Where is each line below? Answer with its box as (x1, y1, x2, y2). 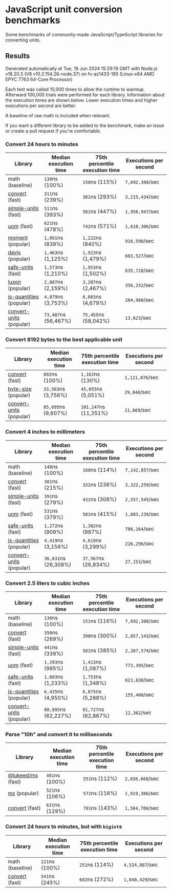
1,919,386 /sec (124, 790, 159, 797)
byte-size (8, 385, 32, 392)
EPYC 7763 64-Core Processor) (5, 76, 73, 82)
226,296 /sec (125, 539, 155, 547)
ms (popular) (8, 790, 39, 797)
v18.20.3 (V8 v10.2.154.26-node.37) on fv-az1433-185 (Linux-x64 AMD (5, 71, 155, 77)
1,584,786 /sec (124, 804, 159, 812)
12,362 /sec (125, 709, 152, 716)
